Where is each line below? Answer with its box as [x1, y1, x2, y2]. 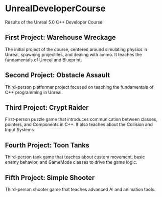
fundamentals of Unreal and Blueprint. [5, 57, 82, 63]
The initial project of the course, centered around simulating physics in [5, 46, 148, 52]
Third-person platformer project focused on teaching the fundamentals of [5, 84, 154, 90]
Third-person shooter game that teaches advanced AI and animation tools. [5, 187, 156, 192]
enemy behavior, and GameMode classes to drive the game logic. [5, 159, 138, 165]
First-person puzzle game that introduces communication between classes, [5, 116, 158, 123]
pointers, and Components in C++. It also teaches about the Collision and [5, 122, 153, 127]
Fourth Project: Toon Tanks [5, 141, 90, 149]
